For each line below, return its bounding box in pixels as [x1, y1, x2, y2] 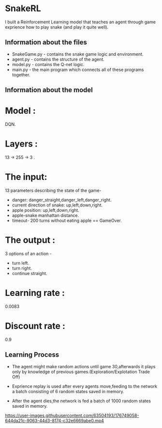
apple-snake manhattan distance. [12, 212, 79, 218]
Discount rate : [5, 321, 65, 332]
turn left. [12, 260, 29, 266]
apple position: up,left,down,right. [12, 207, 80, 213]
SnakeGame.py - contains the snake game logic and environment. [12, 51, 144, 57]
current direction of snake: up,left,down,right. [12, 202, 103, 208]
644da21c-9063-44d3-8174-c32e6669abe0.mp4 [5, 417, 104, 423]
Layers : [5, 138, 38, 150]
